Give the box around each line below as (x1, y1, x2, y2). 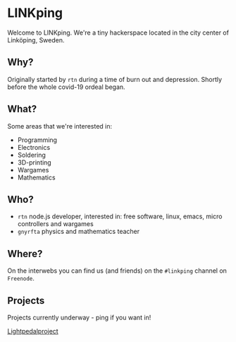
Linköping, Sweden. (7, 35, 65, 44)
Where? (7, 247, 43, 259)
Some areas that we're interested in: (7, 122, 113, 130)
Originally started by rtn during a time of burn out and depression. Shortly (7, 75, 223, 83)
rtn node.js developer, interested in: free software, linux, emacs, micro (17, 212, 223, 220)
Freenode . (7, 274, 35, 283)
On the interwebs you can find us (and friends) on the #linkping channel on (7, 266, 228, 275)
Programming (17, 136, 58, 144)
